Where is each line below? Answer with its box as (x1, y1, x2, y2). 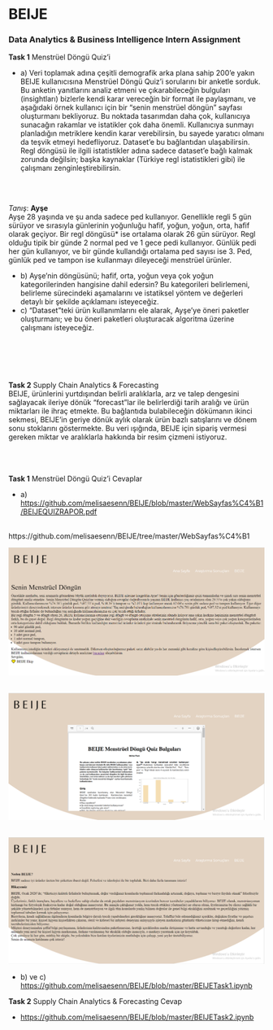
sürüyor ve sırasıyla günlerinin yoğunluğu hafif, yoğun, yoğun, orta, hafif (8, 220, 250, 230)
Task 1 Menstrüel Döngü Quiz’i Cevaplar (8, 474, 143, 484)
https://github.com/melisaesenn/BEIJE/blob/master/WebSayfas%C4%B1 (19, 498, 264, 508)
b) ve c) (19, 972, 46, 982)
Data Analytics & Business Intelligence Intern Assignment (8, 34, 241, 46)
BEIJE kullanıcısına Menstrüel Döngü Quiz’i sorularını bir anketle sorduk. (19, 76, 262, 86)
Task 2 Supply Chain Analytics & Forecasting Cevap (8, 997, 183, 1006)
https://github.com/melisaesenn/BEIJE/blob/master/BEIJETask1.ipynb (19, 981, 253, 991)
